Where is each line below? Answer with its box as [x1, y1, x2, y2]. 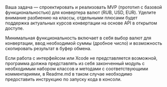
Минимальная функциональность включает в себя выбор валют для [5, 35, 152, 41]
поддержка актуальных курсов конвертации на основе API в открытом [5, 20, 157, 26]
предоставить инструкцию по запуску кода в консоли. [5, 77, 122, 82]
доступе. [5, 25, 24, 31]
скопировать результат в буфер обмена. [5, 46, 92, 51]
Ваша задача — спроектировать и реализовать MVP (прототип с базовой [5, 4, 162, 10]
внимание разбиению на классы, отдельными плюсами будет [5, 15, 138, 20]
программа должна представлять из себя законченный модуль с [5, 61, 145, 66]
